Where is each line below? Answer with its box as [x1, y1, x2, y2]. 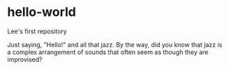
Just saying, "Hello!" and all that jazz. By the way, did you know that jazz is [7, 40, 223, 49]
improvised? [7, 55, 43, 63]
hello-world [7, 4, 77, 20]
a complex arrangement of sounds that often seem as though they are [7, 48, 209, 56]
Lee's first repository [7, 27, 68, 35]
